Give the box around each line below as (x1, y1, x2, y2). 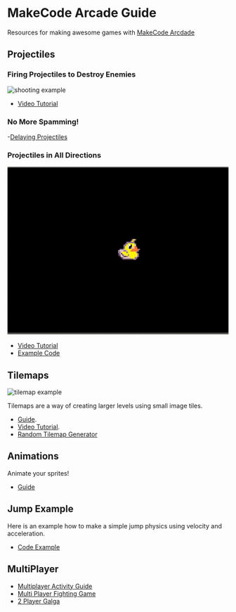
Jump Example (7, 503, 74, 515)
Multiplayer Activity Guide (17, 582, 93, 590)
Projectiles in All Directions (7, 150, 102, 159)
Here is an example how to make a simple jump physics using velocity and (7, 521, 223, 530)
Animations (7, 450, 59, 462)
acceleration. (7, 529, 46, 538)
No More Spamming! (7, 117, 79, 126)
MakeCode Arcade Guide (7, 5, 157, 21)
